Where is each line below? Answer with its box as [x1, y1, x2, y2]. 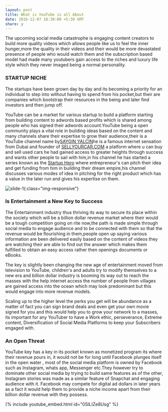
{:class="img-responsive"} [24, 185, 79, 191]
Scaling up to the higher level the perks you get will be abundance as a [5, 298, 152, 304]
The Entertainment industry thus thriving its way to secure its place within [5, 209, 157, 215]
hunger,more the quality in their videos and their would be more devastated [5, 46, 161, 52]
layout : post [5, 7, 33, 13]
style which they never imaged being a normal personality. [5, 62, 126, 68]
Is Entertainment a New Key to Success [5, 198, 103, 205]
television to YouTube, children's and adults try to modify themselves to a [5, 267, 157, 273]
